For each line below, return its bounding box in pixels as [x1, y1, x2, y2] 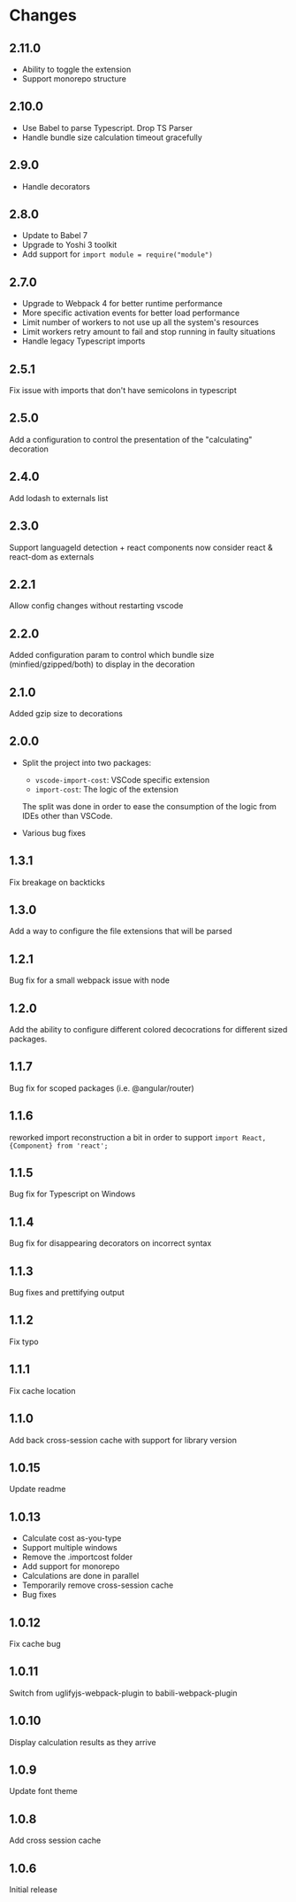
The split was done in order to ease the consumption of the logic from [21, 800, 277, 811]
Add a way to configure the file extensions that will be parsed [9, 926, 232, 937]
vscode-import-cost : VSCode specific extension [34, 774, 210, 785]
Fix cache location [9, 1385, 77, 1396]
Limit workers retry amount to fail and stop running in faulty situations [21, 327, 276, 337]
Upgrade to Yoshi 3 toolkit [21, 240, 118, 251]
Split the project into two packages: [21, 757, 152, 768]
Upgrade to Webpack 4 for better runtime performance [21, 298, 224, 309]
